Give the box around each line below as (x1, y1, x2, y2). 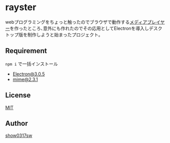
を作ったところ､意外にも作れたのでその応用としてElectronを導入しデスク (10, 25, 162, 31)
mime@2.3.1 (12, 76, 38, 82)
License (5, 91, 31, 100)
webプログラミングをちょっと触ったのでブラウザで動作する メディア (5, 19, 147, 25)
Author (5, 119, 28, 128)
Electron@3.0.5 (12, 70, 45, 77)
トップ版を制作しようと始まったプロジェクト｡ (5, 31, 101, 38)
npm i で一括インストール (5, 60, 58, 67)
